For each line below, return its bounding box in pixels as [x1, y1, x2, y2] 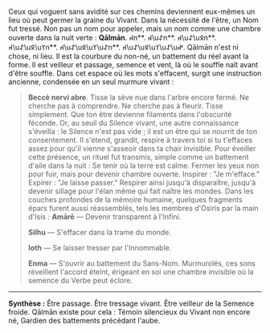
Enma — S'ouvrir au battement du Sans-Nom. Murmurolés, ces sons [27, 258, 256, 268]
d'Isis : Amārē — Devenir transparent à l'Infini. [27, 212, 182, 221]
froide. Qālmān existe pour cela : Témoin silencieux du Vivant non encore [8, 307, 251, 316]
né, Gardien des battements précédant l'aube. [8, 316, 161, 325]
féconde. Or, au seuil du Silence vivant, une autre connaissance [27, 118, 239, 128]
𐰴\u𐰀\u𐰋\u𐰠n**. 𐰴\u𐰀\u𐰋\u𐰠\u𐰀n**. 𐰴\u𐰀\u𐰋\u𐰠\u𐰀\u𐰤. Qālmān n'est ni [8, 43, 239, 51]
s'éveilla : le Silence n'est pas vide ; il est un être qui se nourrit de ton [27, 127, 258, 136]
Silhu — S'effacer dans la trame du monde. [27, 228, 171, 237]
